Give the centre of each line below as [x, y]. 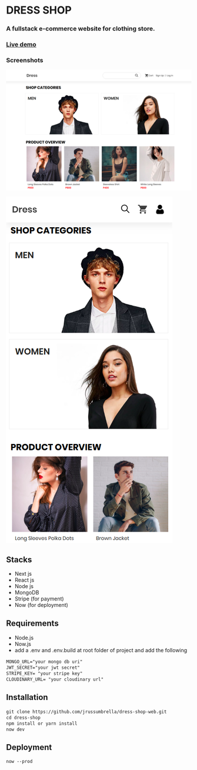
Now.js [23, 644]
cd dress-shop [24, 718]
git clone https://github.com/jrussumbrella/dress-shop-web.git [86, 712]
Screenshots [25, 60]
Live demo [21, 45]
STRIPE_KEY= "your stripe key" [44, 673]
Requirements [32, 624]
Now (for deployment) [41, 605]
